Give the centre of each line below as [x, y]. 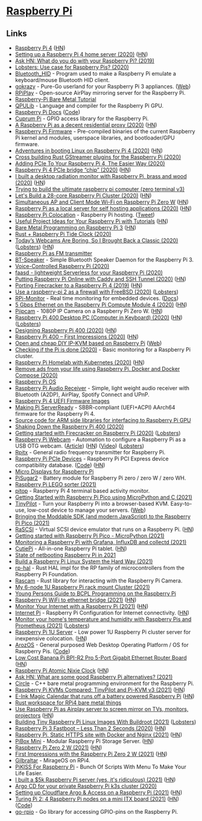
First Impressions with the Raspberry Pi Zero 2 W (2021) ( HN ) [91, 754]
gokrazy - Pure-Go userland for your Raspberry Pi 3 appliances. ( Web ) [103, 86]
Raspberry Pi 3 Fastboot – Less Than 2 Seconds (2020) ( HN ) [90, 728]
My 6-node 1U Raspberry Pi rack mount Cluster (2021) [82, 587]
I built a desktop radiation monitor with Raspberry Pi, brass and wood [101, 176]
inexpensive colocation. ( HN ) [51, 638]
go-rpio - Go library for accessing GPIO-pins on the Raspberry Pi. [96, 812]
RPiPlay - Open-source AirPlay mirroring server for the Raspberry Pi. [100, 93]
